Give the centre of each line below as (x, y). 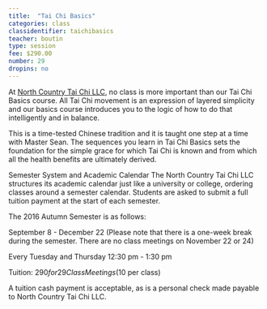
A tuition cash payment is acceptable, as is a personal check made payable (134, 288)
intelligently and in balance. (54, 118)
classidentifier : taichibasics (61, 31)
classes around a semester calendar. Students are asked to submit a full (128, 192)
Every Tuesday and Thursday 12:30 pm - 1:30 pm (90, 256)
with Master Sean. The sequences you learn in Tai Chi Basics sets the (125, 142)
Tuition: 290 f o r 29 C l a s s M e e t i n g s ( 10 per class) (85, 272)
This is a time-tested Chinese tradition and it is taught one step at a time (128, 133)
